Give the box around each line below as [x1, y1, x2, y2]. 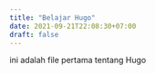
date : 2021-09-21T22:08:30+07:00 [9, 22, 137, 31]
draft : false [9, 30, 59, 39]
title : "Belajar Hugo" [9, 13, 96, 23]
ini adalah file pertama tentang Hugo [9, 55, 147, 66]
